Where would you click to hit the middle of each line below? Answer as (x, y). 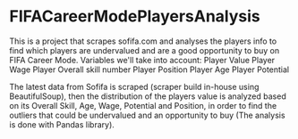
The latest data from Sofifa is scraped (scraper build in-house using (134, 86)
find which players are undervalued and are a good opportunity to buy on (145, 50)
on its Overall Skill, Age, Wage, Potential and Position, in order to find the (143, 105)
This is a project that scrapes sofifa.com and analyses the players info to (143, 41)
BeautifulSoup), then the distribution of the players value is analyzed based (148, 96)
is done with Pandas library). (62, 124)
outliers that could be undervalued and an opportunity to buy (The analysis (147, 115)
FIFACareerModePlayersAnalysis (135, 16)
